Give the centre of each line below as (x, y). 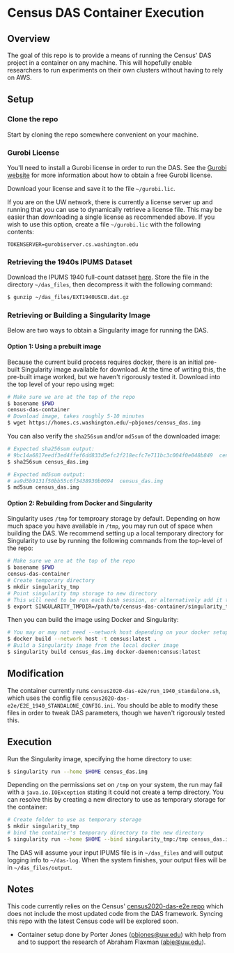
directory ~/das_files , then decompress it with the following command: (110, 284)
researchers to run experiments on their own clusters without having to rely (115, 70)
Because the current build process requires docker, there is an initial (105, 362)
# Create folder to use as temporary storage (74, 820)
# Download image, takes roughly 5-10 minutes (76, 416)
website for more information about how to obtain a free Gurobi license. (110, 175)
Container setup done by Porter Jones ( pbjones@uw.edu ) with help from (122, 934)
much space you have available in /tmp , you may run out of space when (110, 526)
